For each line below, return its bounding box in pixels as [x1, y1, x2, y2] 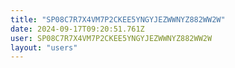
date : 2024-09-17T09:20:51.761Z [10, 24, 145, 34]
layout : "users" [10, 42, 78, 53]
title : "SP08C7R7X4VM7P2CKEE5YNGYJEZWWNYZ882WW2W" [10, 14, 226, 25]
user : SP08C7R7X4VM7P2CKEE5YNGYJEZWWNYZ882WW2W [10, 33, 213, 43]
